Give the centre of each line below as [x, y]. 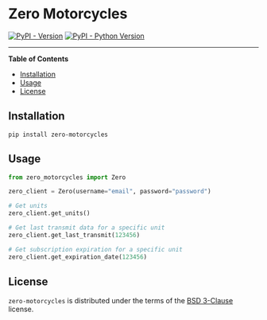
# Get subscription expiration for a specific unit [95, 249]
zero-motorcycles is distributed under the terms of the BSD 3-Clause [121, 301]
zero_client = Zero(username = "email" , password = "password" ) [110, 192]
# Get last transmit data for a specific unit [87, 228]
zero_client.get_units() [49, 213]
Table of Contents [39, 59]
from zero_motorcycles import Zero [67, 177]
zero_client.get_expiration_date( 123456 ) [78, 257]
